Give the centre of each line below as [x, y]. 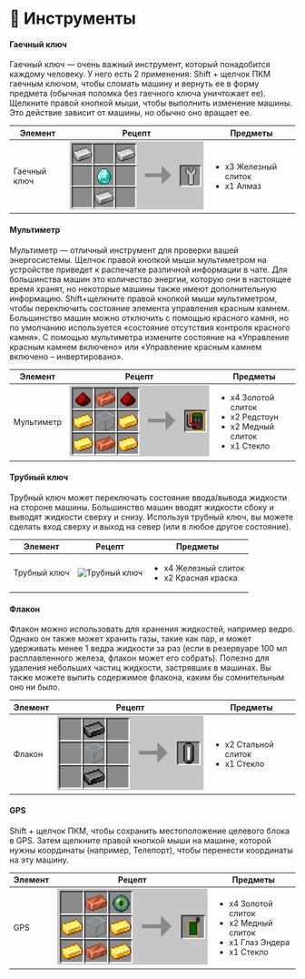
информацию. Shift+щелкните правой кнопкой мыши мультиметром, [143, 298]
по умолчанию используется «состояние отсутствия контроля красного [150, 328]
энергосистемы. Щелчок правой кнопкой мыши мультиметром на [138, 259]
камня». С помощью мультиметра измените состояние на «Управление [149, 337]
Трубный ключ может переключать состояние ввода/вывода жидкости [148, 497]
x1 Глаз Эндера [259, 942]
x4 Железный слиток [204, 568]
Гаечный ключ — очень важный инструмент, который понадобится [140, 65]
